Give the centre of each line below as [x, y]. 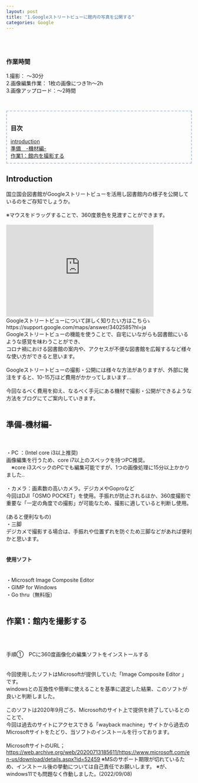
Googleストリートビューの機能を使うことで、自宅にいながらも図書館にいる [97, 334]
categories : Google [30, 22]
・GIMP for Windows [32, 587]
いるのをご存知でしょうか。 [40, 201]
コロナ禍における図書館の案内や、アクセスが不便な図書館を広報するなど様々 [99, 349]
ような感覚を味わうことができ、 [45, 341]
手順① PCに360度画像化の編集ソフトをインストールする [77, 654]
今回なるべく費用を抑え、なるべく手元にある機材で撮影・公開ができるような [99, 391]
